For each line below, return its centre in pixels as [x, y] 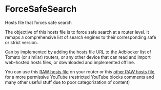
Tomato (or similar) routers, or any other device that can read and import [78, 57]
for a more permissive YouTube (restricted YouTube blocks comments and [80, 77]
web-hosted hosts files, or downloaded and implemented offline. [70, 62]
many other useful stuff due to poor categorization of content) [68, 82]
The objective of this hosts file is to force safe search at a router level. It [77, 32]
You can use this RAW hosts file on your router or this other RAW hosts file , [80, 71]
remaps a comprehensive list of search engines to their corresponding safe [80, 37]
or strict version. [21, 42]
